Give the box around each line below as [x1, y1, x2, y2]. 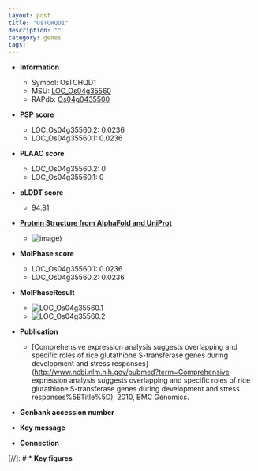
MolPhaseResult [19, 288, 75, 297]
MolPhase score [19, 249, 74, 259]
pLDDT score [19, 188, 64, 197]
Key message [19, 423, 65, 432]
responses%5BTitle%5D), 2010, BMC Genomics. [31, 392, 189, 402]
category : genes [8, 33, 62, 42]
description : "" [8, 26, 62, 34]
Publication [19, 327, 58, 336]
